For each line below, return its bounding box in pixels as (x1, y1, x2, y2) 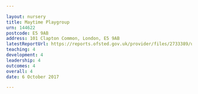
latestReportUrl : (6, 41, 49, 47)
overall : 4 (6, 68, 33, 74)
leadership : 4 (6, 57, 41, 63)
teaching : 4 (6, 46, 35, 53)
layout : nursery (6, 14, 46, 19)
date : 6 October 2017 (6, 74, 60, 80)
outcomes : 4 (6, 63, 35, 69)
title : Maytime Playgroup (6, 19, 70, 25)
